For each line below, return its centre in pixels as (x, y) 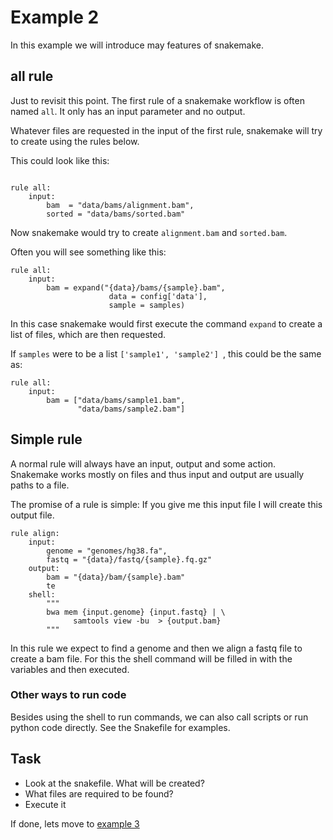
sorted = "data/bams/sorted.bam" (116, 214)
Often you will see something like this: (88, 252)
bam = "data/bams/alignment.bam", (120, 205)
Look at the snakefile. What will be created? (114, 783)
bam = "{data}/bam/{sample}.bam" (116, 577)
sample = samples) (147, 305)
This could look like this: (60, 160)
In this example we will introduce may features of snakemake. (137, 45)
